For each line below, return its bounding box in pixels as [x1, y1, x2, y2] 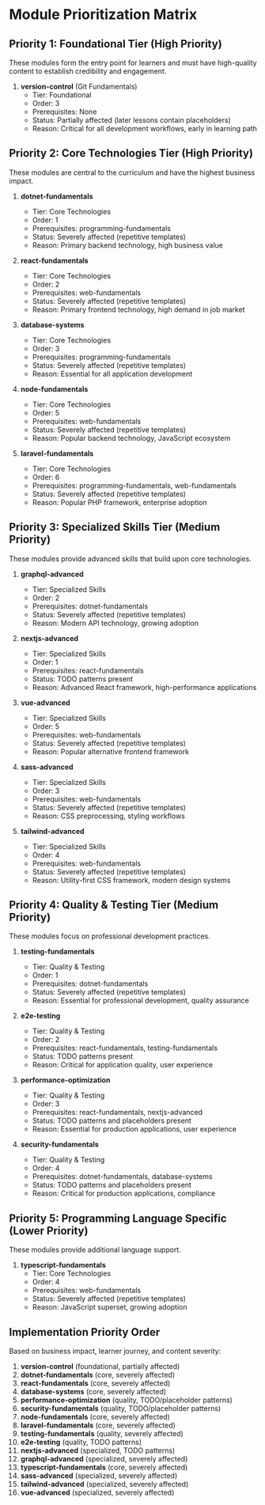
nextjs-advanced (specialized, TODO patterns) [20, 1446, 176, 1455]
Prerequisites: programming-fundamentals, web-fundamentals [32, 480, 237, 490]
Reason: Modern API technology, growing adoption [32, 618, 199, 627]
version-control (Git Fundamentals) [20, 82, 138, 91]
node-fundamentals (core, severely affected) [20, 1412, 171, 1422]
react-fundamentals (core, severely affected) [20, 1378, 171, 1388]
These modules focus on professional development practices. [9, 931, 210, 941]
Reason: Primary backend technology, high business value [32, 240, 224, 250]
